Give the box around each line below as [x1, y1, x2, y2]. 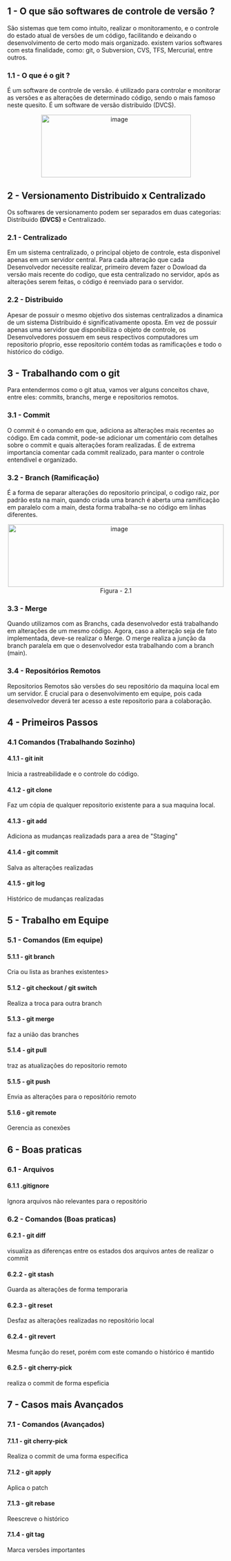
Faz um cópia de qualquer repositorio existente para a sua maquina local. [7, 801, 216, 810]
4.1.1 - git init [7, 754, 43, 763]
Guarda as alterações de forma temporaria [7, 1285, 128, 1293]
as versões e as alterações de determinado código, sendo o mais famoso [7, 93, 216, 102]
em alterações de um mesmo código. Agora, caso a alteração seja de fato [7, 627, 217, 635]
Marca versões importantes [7, 1545, 86, 1554]
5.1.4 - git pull [7, 1046, 47, 1054]
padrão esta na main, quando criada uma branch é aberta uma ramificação [7, 496, 220, 504]
